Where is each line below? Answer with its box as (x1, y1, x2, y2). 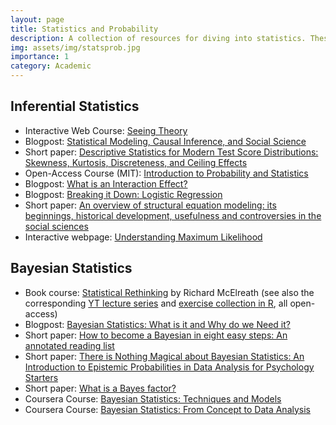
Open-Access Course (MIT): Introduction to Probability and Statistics (24, 167, 309, 179)
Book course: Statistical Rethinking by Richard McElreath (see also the (24, 286, 315, 298)
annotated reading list (24, 339, 115, 351)
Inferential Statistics (10, 98, 140, 115)
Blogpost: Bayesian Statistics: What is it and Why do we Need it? (24, 318, 291, 330)
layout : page (10, 14, 65, 25)
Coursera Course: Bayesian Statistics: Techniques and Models (24, 392, 282, 405)
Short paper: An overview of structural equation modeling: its (24, 199, 277, 211)
